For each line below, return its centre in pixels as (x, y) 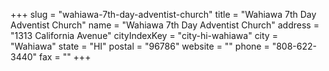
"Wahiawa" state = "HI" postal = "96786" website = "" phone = (140, 46)
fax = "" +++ (65, 57)
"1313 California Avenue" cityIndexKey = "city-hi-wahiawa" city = (144, 35)
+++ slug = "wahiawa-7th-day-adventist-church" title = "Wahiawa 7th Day (163, 14)
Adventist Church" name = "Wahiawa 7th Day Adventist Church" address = (165, 25)
